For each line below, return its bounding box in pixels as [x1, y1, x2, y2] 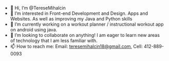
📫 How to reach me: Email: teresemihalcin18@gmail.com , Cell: [10, 44, 143, 49]
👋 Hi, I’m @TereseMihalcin [10, 5, 66, 11]
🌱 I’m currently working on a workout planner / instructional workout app [10, 21, 164, 27]
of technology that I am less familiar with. [10, 37, 98, 44]
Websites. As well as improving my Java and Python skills [10, 16, 133, 22]
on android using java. [10, 27, 58, 33]
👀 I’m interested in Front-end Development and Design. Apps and [10, 10, 148, 16]
